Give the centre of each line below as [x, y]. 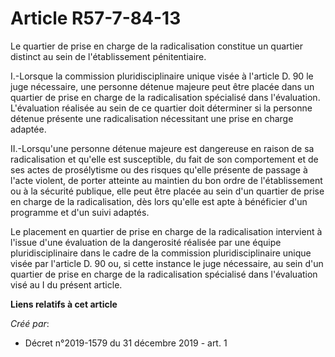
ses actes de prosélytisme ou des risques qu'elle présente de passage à [159, 169]
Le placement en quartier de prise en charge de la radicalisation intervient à [166, 231]
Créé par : [30, 323]
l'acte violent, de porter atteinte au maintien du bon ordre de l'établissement [166, 180]
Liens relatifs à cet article [64, 304]
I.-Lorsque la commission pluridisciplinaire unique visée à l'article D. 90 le [162, 76]
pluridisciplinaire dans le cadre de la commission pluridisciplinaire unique [161, 253]
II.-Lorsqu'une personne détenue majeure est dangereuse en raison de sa [162, 148]
